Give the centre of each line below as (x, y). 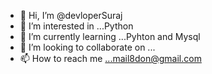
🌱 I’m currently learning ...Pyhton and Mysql (110, 36)
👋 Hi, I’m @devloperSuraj (71, 15)
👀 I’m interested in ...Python (76, 26)
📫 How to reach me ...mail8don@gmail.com (110, 58)
